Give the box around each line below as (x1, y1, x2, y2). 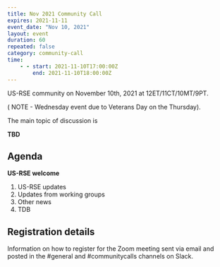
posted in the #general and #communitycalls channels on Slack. (7, 252, 194, 261)
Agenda (7, 150, 43, 162)
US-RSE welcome (7, 169, 60, 177)
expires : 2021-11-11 (7, 17, 68, 24)
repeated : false (7, 43, 55, 50)
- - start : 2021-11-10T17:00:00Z (20, 63, 118, 70)
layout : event (7, 30, 49, 37)
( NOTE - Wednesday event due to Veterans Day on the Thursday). (7, 102, 201, 111)
